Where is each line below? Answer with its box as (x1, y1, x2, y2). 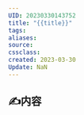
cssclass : (8, 48, 41, 56)
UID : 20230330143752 (8, 11, 77, 20)
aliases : (8, 33, 37, 42)
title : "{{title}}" (8, 19, 73, 27)
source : (8, 41, 34, 49)
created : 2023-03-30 (8, 56, 77, 64)
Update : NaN (8, 63, 48, 71)
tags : (8, 26, 26, 34)
